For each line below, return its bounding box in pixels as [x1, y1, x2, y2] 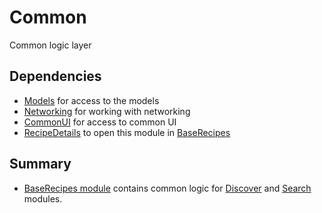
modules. [23, 192, 63, 205]
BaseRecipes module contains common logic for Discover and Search [23, 182, 312, 194]
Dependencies [9, 68, 102, 85]
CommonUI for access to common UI [23, 116, 177, 128]
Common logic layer [9, 39, 92, 51]
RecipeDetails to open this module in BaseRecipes [23, 126, 231, 138]
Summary [9, 156, 72, 173]
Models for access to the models [23, 94, 160, 106]
